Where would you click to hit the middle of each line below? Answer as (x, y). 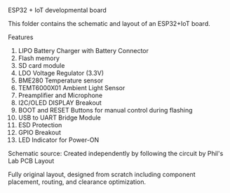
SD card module (41, 65)
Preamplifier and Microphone (60, 95)
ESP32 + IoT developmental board (57, 10)
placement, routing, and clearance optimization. (77, 182)
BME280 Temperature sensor (61, 80)
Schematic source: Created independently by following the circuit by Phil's (116, 153)
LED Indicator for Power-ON (59, 140)
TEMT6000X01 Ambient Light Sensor (72, 88)
